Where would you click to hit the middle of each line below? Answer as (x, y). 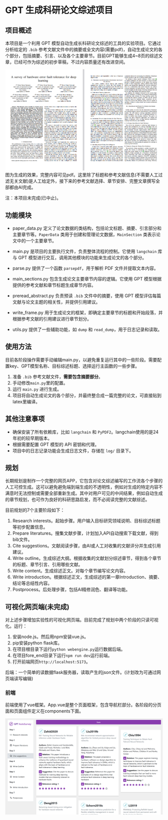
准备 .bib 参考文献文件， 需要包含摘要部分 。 (58, 376)
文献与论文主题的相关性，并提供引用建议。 (56, 302)
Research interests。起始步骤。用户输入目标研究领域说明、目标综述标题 (86, 521)
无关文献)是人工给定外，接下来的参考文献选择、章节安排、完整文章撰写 (82, 181)
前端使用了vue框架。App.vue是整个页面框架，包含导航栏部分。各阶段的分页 (83, 704)
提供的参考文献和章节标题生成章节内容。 (54, 285)
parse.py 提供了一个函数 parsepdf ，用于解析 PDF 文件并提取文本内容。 (85, 268)
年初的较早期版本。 (32, 438)
